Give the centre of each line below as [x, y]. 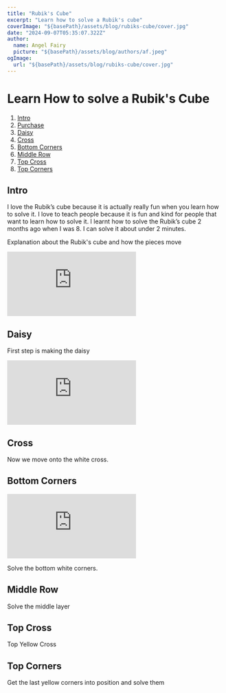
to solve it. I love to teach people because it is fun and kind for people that [112, 214]
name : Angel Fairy [40, 45]
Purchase [31, 125]
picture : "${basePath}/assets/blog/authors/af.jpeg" [90, 52]
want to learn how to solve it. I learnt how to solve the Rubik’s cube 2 [104, 221]
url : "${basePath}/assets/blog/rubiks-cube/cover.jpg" [93, 65]
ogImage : [20, 58]
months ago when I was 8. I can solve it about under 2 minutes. [97, 229]
